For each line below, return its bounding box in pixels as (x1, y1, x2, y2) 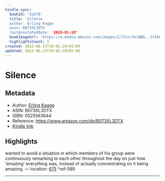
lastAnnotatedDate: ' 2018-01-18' (9, 30, 78, 35)
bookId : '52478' (9, 12, 43, 17)
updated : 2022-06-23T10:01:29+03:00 (5, 48, 80, 53)
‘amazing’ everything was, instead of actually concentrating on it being (5, 161, 149, 167)
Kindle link (12, 123, 33, 129)
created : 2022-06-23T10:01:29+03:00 (5, 44, 80, 49)
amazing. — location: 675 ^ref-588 (5, 166, 75, 172)
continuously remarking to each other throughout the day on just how (5, 155, 146, 161)
